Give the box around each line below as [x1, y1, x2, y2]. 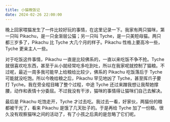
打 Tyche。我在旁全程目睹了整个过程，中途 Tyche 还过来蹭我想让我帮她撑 [5, 81, 159, 87]
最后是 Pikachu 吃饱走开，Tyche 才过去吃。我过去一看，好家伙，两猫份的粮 [5, 98, 163, 104]
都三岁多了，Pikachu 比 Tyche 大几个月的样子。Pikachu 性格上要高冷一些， [5, 39, 163, 45]
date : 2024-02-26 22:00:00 [5, 12, 62, 17]
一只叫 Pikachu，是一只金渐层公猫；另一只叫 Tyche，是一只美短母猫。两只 [5, 33, 161, 39]
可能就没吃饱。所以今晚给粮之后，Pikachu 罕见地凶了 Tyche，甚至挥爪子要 [5, 75, 161, 81]
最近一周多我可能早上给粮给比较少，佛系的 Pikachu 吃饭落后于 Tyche [18, 69, 163, 75]
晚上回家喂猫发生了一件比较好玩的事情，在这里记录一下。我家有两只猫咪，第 [5, 26, 165, 33]
